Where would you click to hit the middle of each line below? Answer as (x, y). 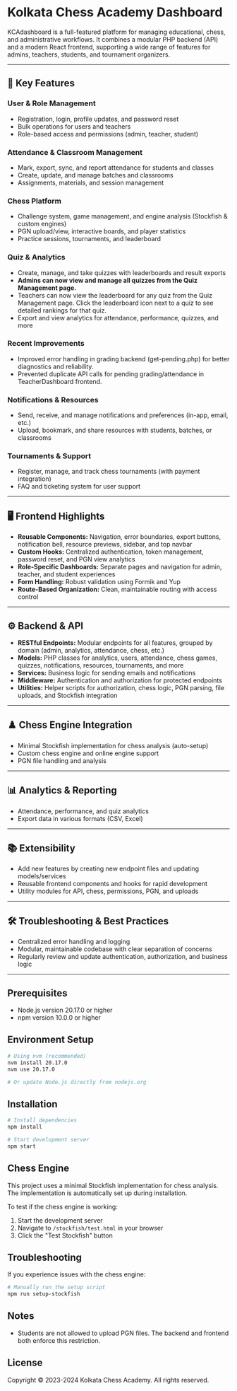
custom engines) (42, 224)
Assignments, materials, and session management (91, 182)
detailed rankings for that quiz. (62, 310)
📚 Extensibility (41, 848)
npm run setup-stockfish (44, 1294)
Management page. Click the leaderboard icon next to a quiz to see (115, 303)
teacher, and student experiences (66, 574)
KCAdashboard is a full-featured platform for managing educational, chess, (116, 32)
